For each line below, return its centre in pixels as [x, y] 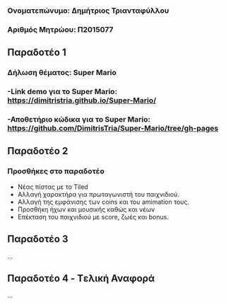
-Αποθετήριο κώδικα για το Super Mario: [79, 119]
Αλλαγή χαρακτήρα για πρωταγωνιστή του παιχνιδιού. [99, 194]
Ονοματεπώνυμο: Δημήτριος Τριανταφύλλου [88, 11]
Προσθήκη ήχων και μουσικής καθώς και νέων [86, 209]
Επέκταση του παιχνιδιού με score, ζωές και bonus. [93, 217]
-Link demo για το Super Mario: [63, 92]
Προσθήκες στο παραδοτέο [56, 171]
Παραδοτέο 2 [38, 151]
